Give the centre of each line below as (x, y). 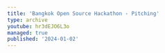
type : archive (28, 20)
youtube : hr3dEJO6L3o (38, 26)
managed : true (28, 33)
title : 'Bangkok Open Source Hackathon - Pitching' (83, 13)
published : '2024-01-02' (43, 39)
